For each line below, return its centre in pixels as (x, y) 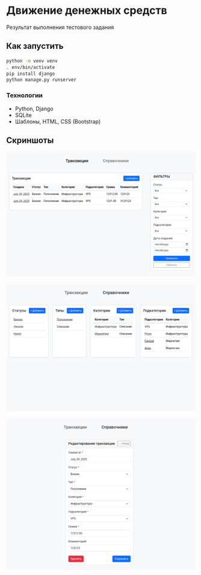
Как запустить (35, 46)
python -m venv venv (32, 61)
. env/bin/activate (31, 67)
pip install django (31, 74)
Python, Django (34, 109)
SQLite (23, 115)
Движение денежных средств (87, 11)
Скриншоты (30, 140)
